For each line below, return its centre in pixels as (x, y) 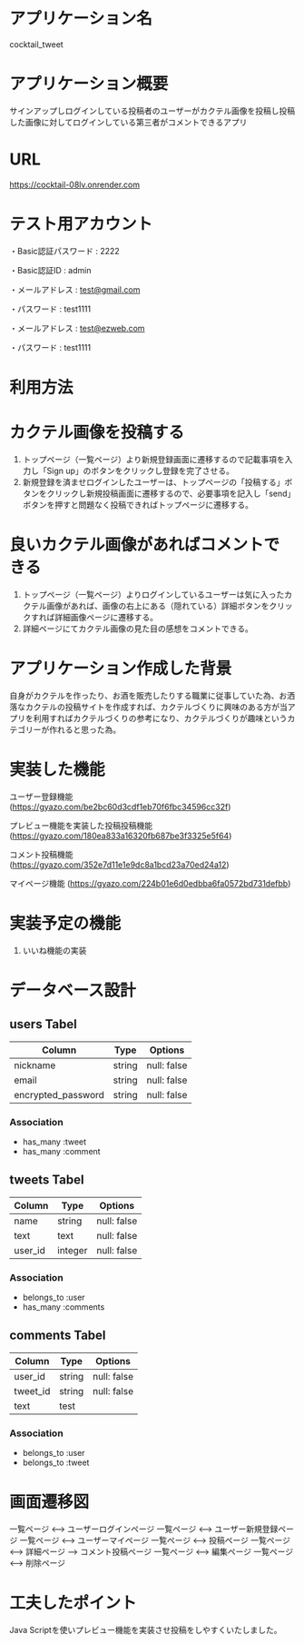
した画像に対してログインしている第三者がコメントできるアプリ (128, 122)
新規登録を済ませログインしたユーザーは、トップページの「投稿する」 (153, 481)
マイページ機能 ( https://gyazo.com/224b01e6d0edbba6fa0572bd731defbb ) (150, 883)
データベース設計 (73, 990)
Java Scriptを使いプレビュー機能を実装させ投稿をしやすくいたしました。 (146, 1630)
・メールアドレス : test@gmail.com (75, 289)
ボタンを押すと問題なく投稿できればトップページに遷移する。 (138, 504)
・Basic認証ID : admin (50, 270)
